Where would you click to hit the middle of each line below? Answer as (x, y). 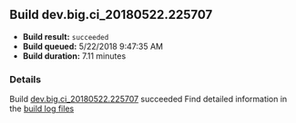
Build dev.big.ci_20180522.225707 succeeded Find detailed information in (148, 99)
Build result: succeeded (66, 36)
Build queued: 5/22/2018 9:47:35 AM (93, 46)
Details (26, 79)
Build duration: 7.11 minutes (74, 56)
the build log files (42, 109)
